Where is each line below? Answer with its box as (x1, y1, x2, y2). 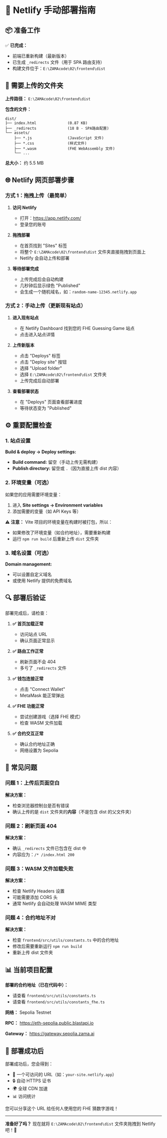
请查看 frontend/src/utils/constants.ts (12, 993, 96, 999)
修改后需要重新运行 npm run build (12, 943, 82, 949)
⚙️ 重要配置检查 (5, 421, 52, 430)
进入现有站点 (12, 314, 39, 320)
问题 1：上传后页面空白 (5, 780, 60, 787)
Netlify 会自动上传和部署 (19, 255, 70, 261)
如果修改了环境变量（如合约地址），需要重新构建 (12, 530, 111, 536)
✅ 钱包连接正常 (12, 675, 44, 681)
